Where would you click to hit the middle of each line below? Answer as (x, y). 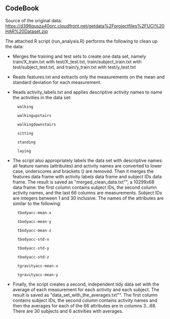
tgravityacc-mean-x (38, 266)
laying (24, 151)
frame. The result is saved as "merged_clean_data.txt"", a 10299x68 (83, 182)
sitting (26, 133)
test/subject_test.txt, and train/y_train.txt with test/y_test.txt (74, 67)
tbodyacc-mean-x (34, 213)
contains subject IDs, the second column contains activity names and (85, 300)
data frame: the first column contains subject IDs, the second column (84, 187)
